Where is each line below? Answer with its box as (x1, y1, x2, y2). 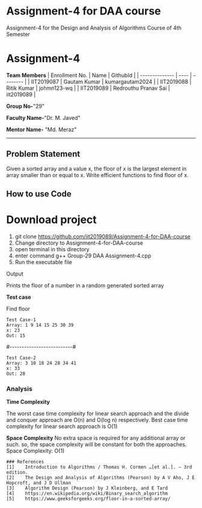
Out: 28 (6, 371, 26, 377)
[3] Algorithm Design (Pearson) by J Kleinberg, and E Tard (6, 485, 168, 492)
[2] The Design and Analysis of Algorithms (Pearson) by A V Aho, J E (6, 475, 195, 481)
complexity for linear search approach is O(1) (6, 423, 118, 430)
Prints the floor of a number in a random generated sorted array (6, 282, 164, 289)
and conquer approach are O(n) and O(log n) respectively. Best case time (6, 416, 188, 424)
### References (6, 459, 44, 465)
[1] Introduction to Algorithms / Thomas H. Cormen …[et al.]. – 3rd (6, 464, 192, 471)
